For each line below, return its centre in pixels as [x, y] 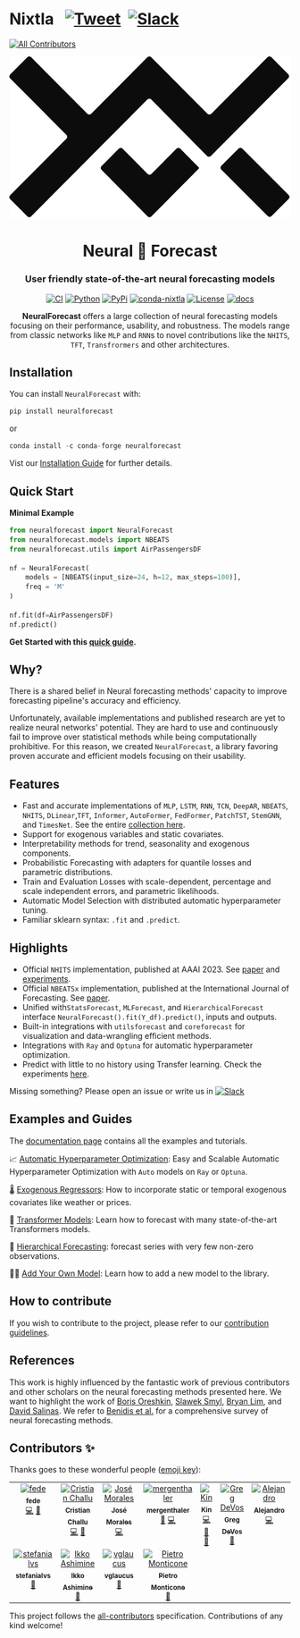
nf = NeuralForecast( [50, 568]
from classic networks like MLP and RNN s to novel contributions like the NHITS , [150, 334]
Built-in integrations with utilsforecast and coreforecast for [133, 1026]
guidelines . [29, 1332]
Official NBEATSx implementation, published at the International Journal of [156, 989]
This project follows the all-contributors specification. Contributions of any [146, 1616]
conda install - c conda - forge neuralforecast [95, 446]
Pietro [168, 1575]
